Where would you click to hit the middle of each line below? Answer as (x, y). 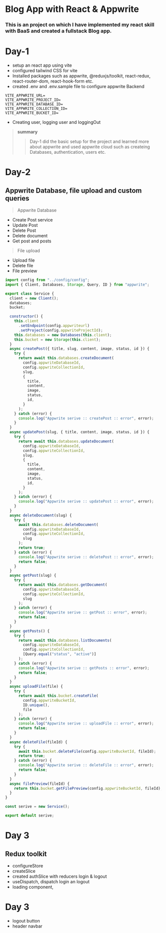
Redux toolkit (26, 854)
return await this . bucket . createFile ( (58, 696)
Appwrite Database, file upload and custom (74, 190)
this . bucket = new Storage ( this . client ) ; (57, 339)
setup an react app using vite (42, 65)
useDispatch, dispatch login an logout (51, 881)
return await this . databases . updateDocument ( (66, 441)
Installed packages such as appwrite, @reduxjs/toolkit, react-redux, (81, 76)
